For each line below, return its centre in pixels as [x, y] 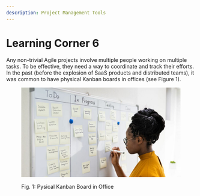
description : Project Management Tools [56, 13]
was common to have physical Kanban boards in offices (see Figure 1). [94, 79]
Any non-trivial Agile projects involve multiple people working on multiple [97, 60]
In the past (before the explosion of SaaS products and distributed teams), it [100, 73]
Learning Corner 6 [53, 43]
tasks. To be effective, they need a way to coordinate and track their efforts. [100, 66]
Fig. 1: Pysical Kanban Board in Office [68, 187]
